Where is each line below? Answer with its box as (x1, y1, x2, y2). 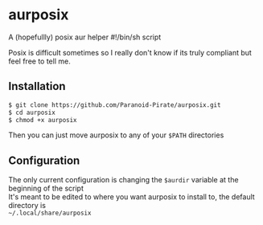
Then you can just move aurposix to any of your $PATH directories (8, 130, 224, 140)
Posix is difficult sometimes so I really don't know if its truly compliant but (8, 47, 252, 57)
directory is (8, 201, 47, 211)
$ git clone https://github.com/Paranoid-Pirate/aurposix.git (8, 100, 221, 109)
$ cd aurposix (8, 108, 56, 117)
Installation (8, 80, 66, 93)
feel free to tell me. (8, 56, 71, 66)
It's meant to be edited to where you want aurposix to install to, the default (8, 192, 255, 202)
